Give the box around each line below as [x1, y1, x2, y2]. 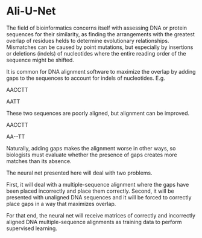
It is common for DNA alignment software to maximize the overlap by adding [6, 68, 196, 75]
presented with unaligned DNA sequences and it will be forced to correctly [6, 193, 192, 201]
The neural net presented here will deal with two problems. [6, 169, 153, 176]
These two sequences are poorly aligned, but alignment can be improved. [6, 109, 190, 117]
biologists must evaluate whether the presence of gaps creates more [6, 151, 177, 158]
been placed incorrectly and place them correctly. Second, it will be [6, 187, 174, 195]
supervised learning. [6, 225, 57, 232]
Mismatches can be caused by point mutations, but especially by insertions [6, 43, 194, 51]
